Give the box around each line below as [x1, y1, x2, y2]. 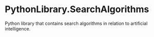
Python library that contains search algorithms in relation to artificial [5, 20, 148, 26]
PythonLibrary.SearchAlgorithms [5, 4, 149, 15]
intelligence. [5, 25, 31, 31]
